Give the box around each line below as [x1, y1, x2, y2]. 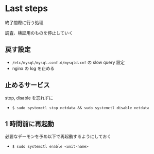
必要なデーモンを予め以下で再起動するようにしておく [5, 134, 112, 139]
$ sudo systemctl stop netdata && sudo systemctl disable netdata [12, 105, 150, 110]
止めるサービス [5, 81, 50, 89]
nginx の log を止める [12, 65, 55, 71]
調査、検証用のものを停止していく [5, 30, 73, 35]
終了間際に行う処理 [5, 19, 44, 25]
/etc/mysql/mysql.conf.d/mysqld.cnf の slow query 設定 [12, 59, 125, 65]
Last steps [5, 3, 48, 14]
